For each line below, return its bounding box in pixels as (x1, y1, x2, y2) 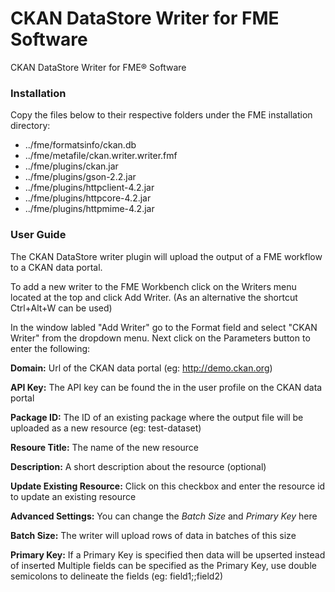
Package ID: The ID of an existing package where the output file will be (10, 411, 304, 423)
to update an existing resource (10, 490, 137, 502)
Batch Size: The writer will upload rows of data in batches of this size (10, 529, 297, 541)
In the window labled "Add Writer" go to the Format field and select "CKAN (10, 321, 318, 333)
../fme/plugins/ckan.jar (24, 160, 119, 172)
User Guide (10, 228, 67, 242)
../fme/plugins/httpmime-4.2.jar (24, 203, 155, 215)
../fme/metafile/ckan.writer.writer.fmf (24, 150, 178, 162)
